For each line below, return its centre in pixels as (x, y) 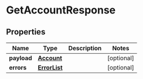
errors (18, 68)
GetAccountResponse (61, 10)
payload (21, 58)
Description (85, 48)
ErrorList (50, 68)
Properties (26, 32)
